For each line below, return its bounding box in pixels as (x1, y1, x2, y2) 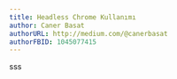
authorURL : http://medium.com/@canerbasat (9, 29, 168, 38)
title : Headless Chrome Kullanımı (9, 12, 137, 22)
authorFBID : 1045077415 (9, 37, 97, 47)
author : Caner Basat (9, 21, 86, 30)
